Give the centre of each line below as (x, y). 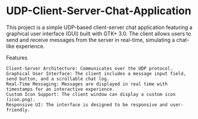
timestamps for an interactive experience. (61, 89)
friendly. (18, 110)
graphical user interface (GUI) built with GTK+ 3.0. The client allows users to (99, 33)
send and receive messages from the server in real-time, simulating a (91, 40)
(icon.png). (21, 99)
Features (17, 57)
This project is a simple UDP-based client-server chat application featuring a (99, 27)
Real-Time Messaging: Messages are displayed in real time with (87, 84)
